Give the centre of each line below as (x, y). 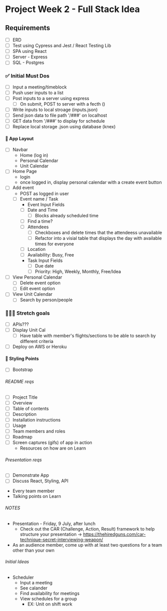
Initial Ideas (17, 562)
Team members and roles (39, 431)
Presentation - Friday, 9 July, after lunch (54, 523)
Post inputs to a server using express (51, 98)
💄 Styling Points (22, 359)
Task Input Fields (45, 260)
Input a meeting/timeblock (39, 87)
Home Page (25, 171)
